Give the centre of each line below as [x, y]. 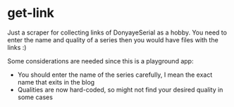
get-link [31, 13]
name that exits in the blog [56, 82]
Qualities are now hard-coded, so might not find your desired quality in [120, 89]
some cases [35, 97]
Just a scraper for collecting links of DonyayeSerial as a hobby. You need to [117, 32]
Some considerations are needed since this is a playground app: [100, 61]
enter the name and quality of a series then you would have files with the [113, 39]
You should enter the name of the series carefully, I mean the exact [115, 75]
